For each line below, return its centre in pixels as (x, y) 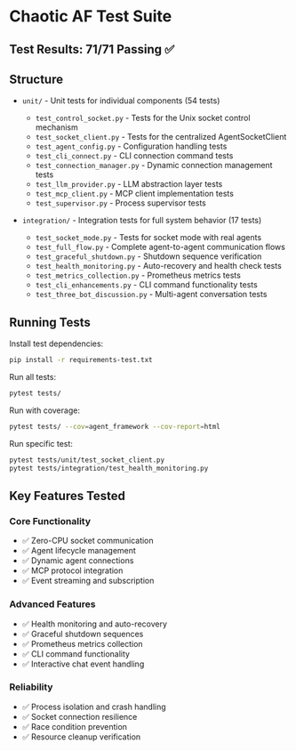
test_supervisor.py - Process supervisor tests (120, 203)
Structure (36, 79)
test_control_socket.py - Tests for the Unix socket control (143, 118)
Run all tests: (32, 377)
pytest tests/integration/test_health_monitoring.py (109, 468)
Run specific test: (41, 443)
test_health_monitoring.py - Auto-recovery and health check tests (158, 266)
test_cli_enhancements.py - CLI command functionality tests (146, 285)
